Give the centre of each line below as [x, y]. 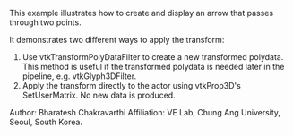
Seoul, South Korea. [46, 122]
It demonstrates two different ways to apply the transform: [117, 40]
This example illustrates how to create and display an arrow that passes [142, 13]
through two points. [46, 22]
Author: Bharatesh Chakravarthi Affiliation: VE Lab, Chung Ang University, [145, 112]
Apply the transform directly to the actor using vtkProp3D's [132, 85]
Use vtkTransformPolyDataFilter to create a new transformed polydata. [153, 57]
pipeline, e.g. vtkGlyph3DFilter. [79, 76]
